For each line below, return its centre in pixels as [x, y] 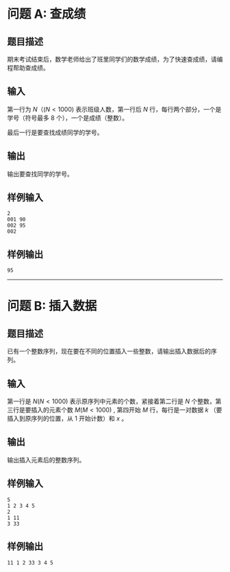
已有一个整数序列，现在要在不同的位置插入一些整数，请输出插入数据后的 [109, 351]
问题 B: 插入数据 [52, 306]
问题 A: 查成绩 [47, 14]
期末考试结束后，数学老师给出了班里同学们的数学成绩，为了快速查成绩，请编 [115, 59]
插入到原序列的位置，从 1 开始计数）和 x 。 [67, 419]
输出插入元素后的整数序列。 [46, 460]
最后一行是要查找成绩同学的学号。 [55, 132]
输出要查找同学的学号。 [40, 174]
